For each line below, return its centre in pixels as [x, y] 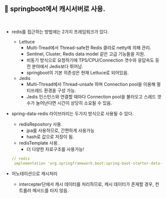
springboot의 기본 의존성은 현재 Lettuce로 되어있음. [77, 72]
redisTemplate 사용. [39, 143]
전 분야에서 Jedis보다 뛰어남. [55, 66]
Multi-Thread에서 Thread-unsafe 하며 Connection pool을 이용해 [91, 84]
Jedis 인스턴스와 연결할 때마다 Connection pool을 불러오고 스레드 [91, 96]
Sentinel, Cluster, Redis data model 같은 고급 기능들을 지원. [86, 53]
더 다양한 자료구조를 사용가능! [55, 149]
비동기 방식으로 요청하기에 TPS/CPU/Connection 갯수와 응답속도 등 [93, 60]
